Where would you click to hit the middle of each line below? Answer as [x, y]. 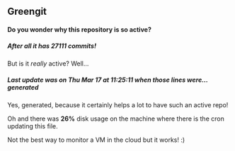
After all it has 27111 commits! [52, 46]
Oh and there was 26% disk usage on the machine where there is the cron [116, 119]
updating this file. [33, 126]
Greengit [27, 12]
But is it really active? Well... [48, 64]
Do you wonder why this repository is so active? [80, 29]
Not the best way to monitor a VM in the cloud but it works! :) [96, 140]
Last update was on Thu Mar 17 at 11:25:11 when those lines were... [108, 80]
